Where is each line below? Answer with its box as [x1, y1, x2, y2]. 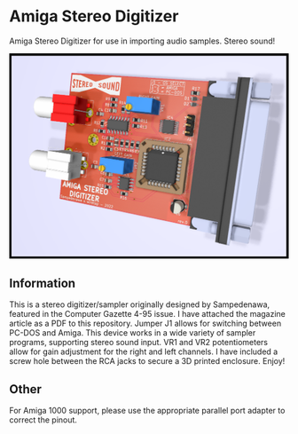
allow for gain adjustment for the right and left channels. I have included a [9, 346, 278, 357]
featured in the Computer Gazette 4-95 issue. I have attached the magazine [9, 309, 286, 320]
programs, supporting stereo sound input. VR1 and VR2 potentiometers [9, 337, 269, 348]
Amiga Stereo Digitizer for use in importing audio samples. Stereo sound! [9, 36, 276, 46]
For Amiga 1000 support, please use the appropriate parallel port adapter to [9, 406, 286, 416]
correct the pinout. [9, 414, 78, 425]
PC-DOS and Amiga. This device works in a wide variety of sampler [9, 327, 256, 338]
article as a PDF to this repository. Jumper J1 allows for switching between [9, 318, 282, 329]
